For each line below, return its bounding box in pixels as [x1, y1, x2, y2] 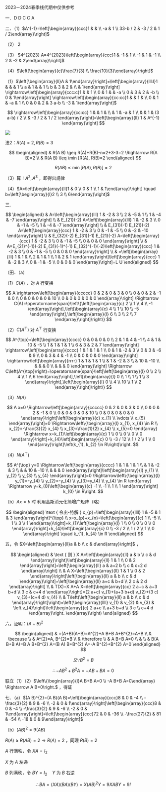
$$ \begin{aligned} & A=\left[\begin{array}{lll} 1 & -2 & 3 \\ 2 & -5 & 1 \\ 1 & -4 [5, 211, 161, 218]
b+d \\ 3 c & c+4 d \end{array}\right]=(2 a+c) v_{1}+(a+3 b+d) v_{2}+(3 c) [8, 589, 159, 595]
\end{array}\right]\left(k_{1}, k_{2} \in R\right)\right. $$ [28, 442, 139, 448]
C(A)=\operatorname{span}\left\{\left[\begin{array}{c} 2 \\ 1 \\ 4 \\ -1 [14, 300, 153, 306]
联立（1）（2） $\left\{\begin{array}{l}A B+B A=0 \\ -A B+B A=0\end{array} [5, 678, 155, 683]
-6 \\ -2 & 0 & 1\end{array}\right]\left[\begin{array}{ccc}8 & [40, 700, 161, 706]
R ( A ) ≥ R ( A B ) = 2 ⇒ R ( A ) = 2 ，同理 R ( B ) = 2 [5, 737, 98, 743]
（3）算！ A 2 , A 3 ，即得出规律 [5, 174, 65, 181]
